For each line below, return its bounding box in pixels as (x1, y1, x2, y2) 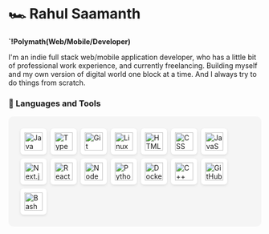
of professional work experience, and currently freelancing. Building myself (8, 60, 258, 71)
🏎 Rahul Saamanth (8, 5, 141, 23)
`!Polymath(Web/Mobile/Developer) (8, 36, 131, 46)
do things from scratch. (8, 78, 86, 87)
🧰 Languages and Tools (8, 98, 101, 109)
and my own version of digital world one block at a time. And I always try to (8, 69, 257, 79)
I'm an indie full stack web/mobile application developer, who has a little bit (8, 52, 257, 62)
